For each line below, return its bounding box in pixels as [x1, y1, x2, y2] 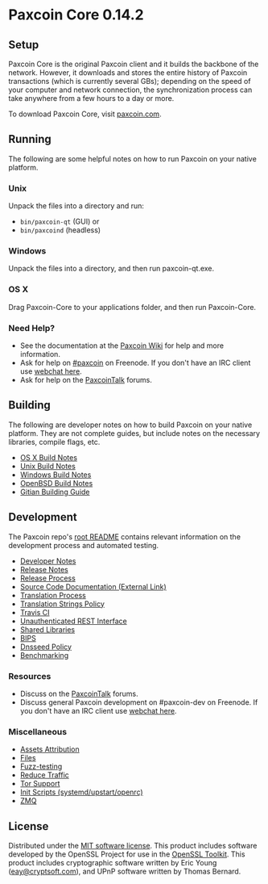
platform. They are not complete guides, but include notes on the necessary [8, 428, 260, 438]
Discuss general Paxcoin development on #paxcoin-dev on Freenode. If [19, 697, 258, 707]
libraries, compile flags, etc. [8, 437, 101, 446]
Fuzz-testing [19, 761, 63, 772]
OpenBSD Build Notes [19, 478, 93, 488]
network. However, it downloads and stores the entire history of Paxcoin [8, 68, 248, 78]
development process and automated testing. [8, 540, 159, 550]
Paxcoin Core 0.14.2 [8, 6, 144, 24]
